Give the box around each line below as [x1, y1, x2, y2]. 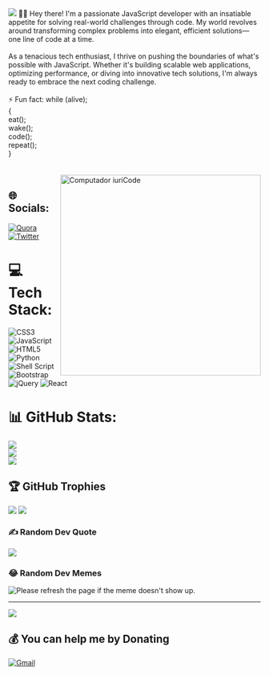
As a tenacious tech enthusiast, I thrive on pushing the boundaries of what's [8, 51, 259, 61]
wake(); [8, 124, 34, 132]
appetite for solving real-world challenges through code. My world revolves [8, 18, 258, 26]
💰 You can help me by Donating [8, 632, 170, 646]
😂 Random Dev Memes [8, 567, 102, 579]
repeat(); [8, 140, 38, 149]
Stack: [8, 301, 53, 319]
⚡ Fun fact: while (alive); [8, 95, 88, 104]
